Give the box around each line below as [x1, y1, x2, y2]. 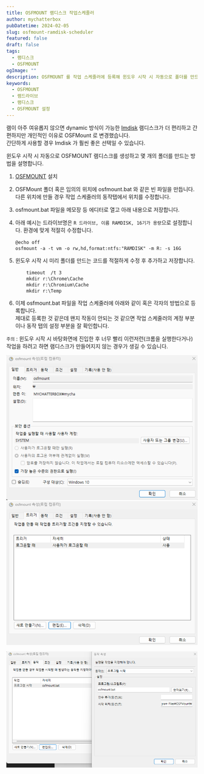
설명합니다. [17, 160, 44, 167]
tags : [6, 49, 20, 55]
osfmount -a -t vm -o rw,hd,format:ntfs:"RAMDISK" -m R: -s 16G [15, 245, 182, 251]
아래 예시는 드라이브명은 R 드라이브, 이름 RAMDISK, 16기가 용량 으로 [15, 219, 172, 226]
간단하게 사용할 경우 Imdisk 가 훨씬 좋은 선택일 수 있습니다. [6, 139, 146, 146]
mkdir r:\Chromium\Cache [26, 282, 89, 288]
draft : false [6, 42, 39, 48]
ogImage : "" [6, 67, 36, 73]
